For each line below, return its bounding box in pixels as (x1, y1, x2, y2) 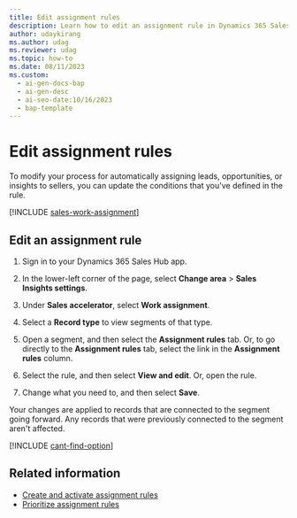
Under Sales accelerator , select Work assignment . (21, 300, 210, 310)
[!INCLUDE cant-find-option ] (9, 440, 114, 451)
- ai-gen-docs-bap (17, 79, 86, 88)
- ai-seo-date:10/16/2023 (17, 95, 113, 104)
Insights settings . (21, 282, 88, 293)
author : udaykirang (9, 29, 81, 38)
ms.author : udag (9, 37, 69, 47)
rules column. (21, 353, 73, 363)
